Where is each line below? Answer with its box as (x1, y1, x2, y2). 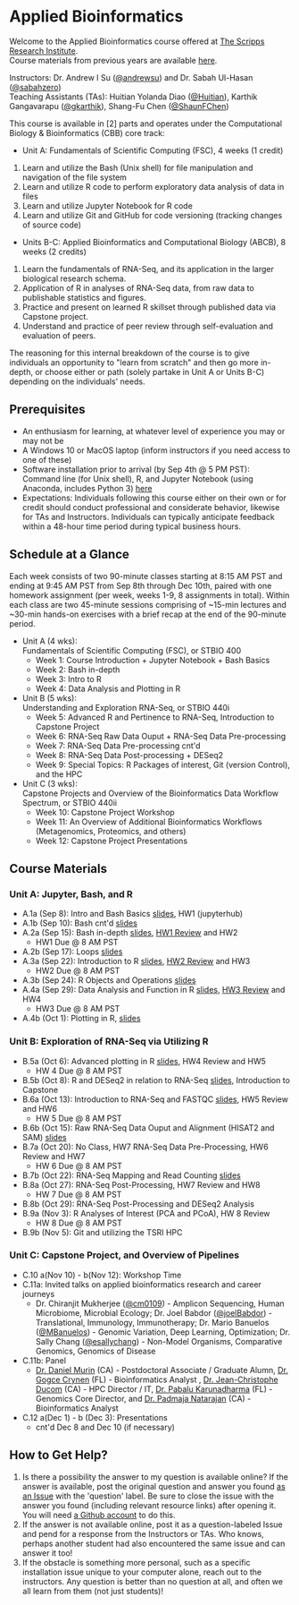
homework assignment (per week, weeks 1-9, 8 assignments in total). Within (9, 589, 290, 601)
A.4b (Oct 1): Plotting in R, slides (21, 1013, 141, 1024)
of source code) (21, 219, 82, 230)
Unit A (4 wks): (21, 636, 78, 646)
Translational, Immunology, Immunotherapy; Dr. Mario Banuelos (35, 1317, 270, 1328)
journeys (21, 1288, 55, 1299)
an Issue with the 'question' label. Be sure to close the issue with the (21, 1490, 275, 1501)
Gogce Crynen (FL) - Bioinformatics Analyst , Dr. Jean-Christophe (35, 1374, 278, 1385)
